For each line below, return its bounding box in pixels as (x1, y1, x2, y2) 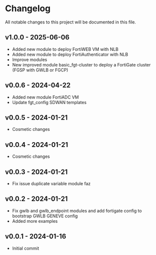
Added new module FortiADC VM (12, 94, 79, 100)
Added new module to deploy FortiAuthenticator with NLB (12, 51, 128, 57)
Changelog (5, 3, 51, 14)
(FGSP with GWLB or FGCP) (12, 67, 68, 73)
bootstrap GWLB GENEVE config (12, 213, 78, 219)
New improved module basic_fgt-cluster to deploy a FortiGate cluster (12, 62, 151, 67)
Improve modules (12, 57, 47, 63)
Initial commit (12, 245, 39, 251)
